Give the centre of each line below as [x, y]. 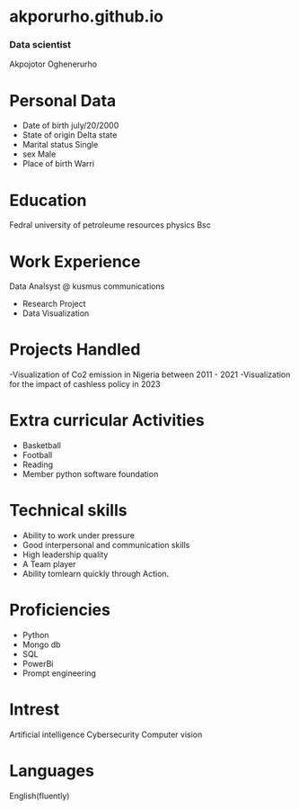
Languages [52, 771]
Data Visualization [56, 313]
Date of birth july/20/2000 [70, 126]
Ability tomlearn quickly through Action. [96, 574]
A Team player [49, 564]
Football [37, 455]
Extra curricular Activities [107, 421]
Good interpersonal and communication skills [106, 545]
